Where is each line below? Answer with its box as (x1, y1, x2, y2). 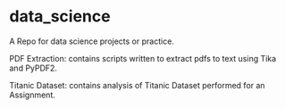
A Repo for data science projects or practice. (9, 36, 174, 46)
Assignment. (9, 89, 55, 100)
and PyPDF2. (9, 63, 58, 73)
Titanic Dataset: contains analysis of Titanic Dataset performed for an (9, 80, 265, 90)
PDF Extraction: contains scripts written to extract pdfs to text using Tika (9, 53, 277, 63)
